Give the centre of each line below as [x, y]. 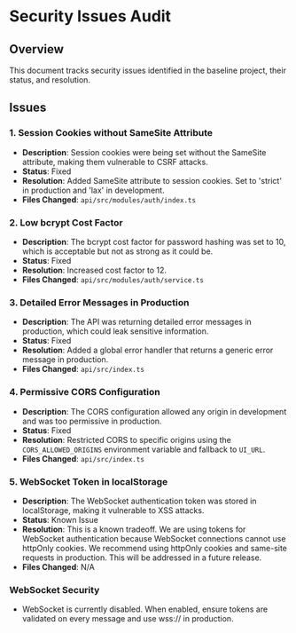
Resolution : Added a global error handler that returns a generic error [148, 350]
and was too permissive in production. [92, 421]
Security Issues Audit [90, 16]
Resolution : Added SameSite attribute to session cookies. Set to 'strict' [152, 180]
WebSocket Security [55, 589]
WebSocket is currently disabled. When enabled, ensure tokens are [145, 609]
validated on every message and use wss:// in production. [128, 619]
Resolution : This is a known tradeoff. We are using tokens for [134, 529]
